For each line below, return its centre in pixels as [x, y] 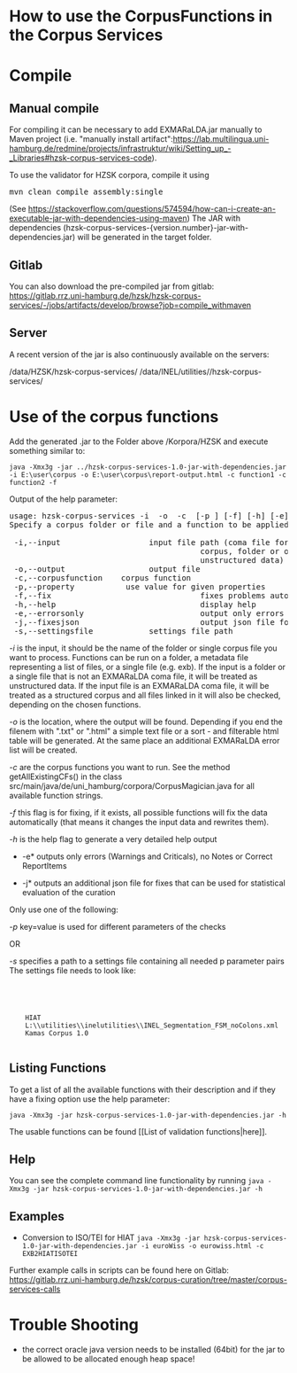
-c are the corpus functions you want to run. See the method [120, 767]
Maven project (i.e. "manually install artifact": [91, 139]
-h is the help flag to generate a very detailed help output [113, 839]
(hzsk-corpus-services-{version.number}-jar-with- [156, 228]
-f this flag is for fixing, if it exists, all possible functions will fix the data [138, 812]
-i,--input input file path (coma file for [151, 542]
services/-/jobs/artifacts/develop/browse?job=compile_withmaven [130, 305]
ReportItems [45, 865]
